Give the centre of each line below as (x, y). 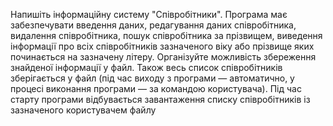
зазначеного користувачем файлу (83, 110)
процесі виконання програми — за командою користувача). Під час (156, 88)
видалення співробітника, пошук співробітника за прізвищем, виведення (166, 35)
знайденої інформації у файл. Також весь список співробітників (146, 67)
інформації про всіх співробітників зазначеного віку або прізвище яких (162, 46)
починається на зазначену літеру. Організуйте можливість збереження (163, 57)
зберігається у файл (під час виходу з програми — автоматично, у (152, 78)
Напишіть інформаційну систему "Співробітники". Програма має (149, 14)
